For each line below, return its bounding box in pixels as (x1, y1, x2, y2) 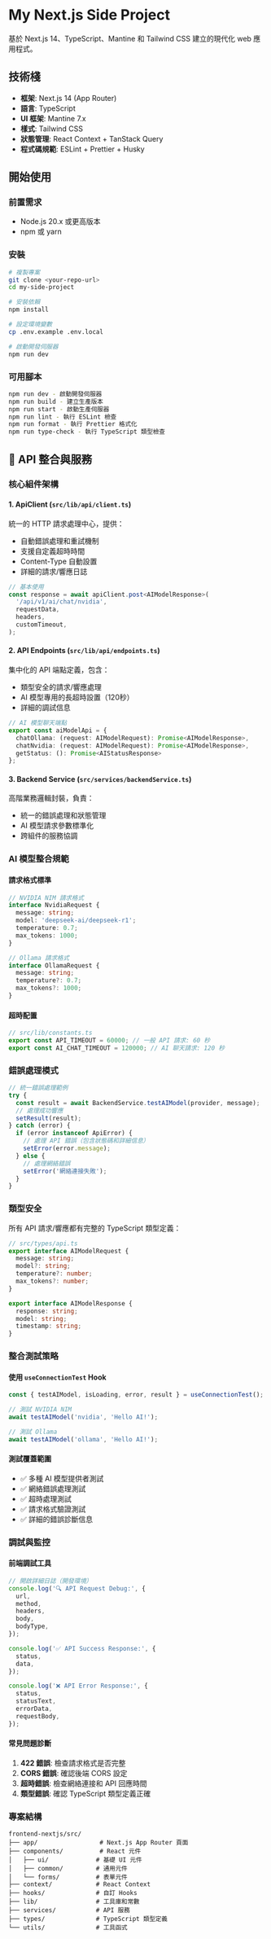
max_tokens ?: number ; (15, 1277, 90, 1285)
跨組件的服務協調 (20, 831, 78, 840)
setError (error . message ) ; (23, 1144, 111, 1153)
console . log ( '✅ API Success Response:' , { (8, 1644, 156, 1652)
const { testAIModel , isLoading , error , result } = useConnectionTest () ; (8, 1391, 264, 1399)
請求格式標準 (8, 875, 51, 884)
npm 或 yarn (20, 226, 63, 237)
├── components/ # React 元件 (8, 1847, 142, 1856)
